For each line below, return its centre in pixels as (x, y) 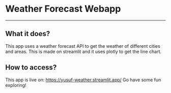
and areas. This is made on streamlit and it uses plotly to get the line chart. (83, 51)
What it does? (28, 34)
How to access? (31, 67)
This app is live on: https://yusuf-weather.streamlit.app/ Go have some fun (83, 80)
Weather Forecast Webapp (63, 9)
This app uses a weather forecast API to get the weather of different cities (83, 46)
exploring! (16, 85)
